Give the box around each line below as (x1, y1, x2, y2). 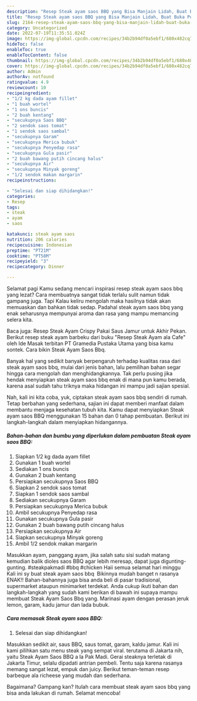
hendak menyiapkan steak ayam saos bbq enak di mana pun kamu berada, (6, 376, 186, 383)
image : (6, 36, 23, 42)
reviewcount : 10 (6, 85, 46, 91)
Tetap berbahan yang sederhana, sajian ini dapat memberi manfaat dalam (6, 400, 185, 407)
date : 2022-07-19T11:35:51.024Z (6, 30, 85, 36)
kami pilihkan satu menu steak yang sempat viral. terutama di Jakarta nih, (6, 647, 184, 654)
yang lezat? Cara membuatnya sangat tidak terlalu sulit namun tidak (6, 291, 170, 298)
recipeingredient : (6, 90, 51, 96)
